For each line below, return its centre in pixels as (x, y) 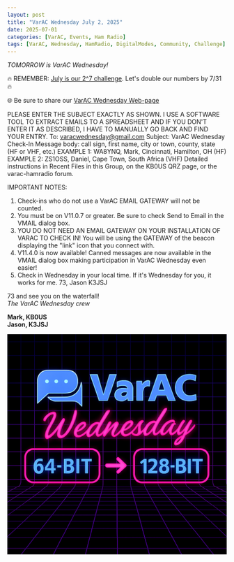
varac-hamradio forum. (41, 174)
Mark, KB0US (27, 317)
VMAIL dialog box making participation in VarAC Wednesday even (112, 260)
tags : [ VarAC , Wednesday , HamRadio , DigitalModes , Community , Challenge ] (117, 44)
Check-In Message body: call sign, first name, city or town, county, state (111, 144)
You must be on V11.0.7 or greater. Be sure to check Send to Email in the (120, 216)
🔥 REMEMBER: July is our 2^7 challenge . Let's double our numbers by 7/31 (115, 79)
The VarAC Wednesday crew (49, 303)
